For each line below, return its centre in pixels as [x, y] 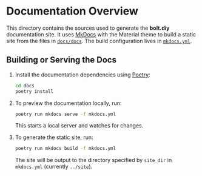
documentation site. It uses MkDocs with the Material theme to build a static [101, 34]
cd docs [25, 86]
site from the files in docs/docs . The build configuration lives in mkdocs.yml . [99, 41]
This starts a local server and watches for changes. [79, 126]
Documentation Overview [72, 11]
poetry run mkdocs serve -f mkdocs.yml [66, 114]
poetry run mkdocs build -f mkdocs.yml [66, 149]
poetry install [34, 91]
